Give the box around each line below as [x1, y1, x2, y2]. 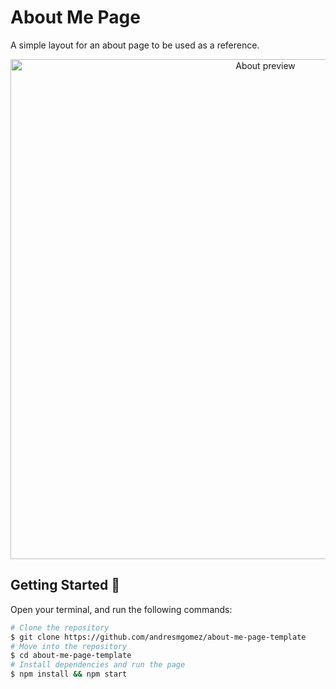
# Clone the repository [10, 622, 110, 633]
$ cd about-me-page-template [10, 651, 132, 661]
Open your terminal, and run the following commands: [10, 603, 233, 615]
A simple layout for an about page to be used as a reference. [10, 39, 260, 51]
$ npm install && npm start [10, 669, 128, 680]
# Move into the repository [10, 641, 128, 651]
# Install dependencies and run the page [10, 660, 186, 670]
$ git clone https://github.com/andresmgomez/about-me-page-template [10, 632, 307, 642]
